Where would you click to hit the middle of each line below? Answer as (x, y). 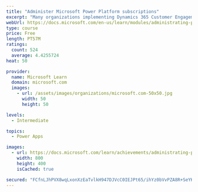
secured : (17, 180)
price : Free (21, 34)
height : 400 (31, 163)
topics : (16, 131)
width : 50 (34, 99)
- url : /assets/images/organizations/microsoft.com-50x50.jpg (95, 94)
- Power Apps (27, 137)
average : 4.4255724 (35, 55)
